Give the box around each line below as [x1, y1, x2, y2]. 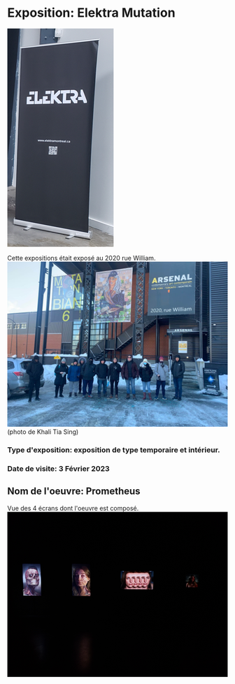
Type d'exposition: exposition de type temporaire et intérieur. [7, 445, 220, 455]
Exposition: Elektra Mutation [7, 5, 176, 21]
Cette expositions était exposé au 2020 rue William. [7, 254, 156, 262]
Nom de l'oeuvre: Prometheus [7, 486, 141, 497]
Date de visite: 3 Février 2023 [7, 463, 110, 473]
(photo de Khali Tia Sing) [7, 428, 79, 436]
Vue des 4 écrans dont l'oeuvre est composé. [7, 504, 139, 512]
